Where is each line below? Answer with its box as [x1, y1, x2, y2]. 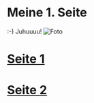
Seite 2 [7, 83, 48, 98]
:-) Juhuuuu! [7, 27, 42, 35]
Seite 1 [7, 51, 45, 67]
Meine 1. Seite [7, 5, 87, 20]
